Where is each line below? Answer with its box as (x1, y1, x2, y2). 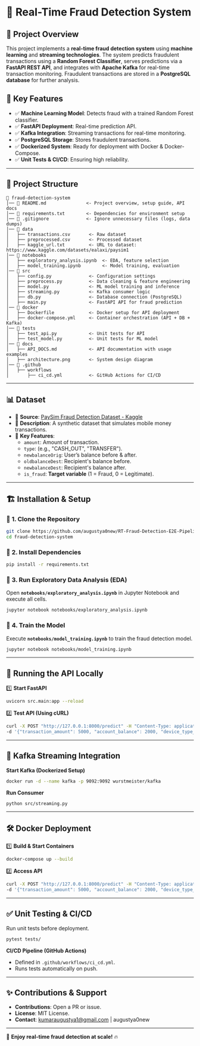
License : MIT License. (14, 1010, 70, 1017)
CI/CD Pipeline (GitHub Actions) (6, 947, 87, 954)
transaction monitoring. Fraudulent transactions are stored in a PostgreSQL (6, 70, 191, 77)
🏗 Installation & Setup (6, 494, 91, 504)
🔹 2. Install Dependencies (6, 548, 82, 556)
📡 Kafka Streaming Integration (6, 751, 121, 761)
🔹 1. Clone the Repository (6, 515, 80, 523)
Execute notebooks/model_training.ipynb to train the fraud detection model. (6, 635, 193, 642)
